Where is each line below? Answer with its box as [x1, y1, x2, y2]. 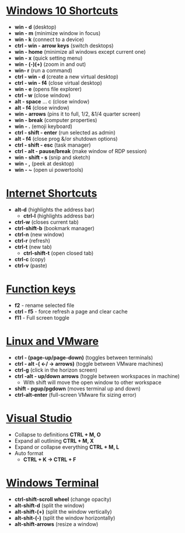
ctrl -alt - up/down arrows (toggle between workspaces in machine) [14, 372, 180, 379]
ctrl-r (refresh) [14, 237, 51, 244]
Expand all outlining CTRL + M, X [14, 437, 95, 444]
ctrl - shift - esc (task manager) [14, 141, 92, 148]
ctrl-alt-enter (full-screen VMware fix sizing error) [14, 391, 137, 398]
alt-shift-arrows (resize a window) [14, 520, 99, 527]
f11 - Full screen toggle [14, 314, 70, 321]
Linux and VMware [6, 335, 99, 348]
